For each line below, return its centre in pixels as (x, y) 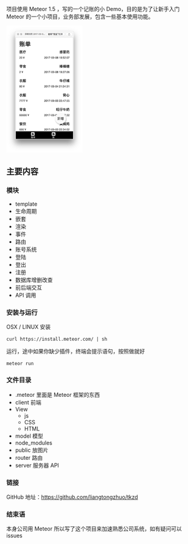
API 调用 (26, 296)
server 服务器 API (37, 465)
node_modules (34, 443)
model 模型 (29, 436)
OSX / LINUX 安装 (29, 327)
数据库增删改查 (34, 280)
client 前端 (28, 402)
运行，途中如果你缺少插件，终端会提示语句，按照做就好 (75, 351)
